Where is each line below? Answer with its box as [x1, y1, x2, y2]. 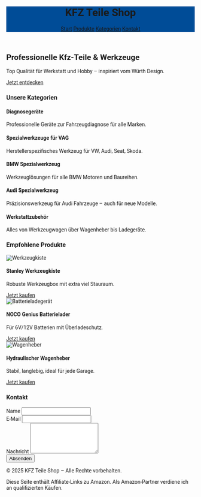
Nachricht [6, 448, 29, 455]
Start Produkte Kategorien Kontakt [60, 25, 141, 32]
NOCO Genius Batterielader [6, 311, 71, 318]
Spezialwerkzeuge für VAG [6, 135, 69, 141]
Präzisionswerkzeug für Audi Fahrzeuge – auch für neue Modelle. [6, 200, 157, 207]
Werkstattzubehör [6, 213, 49, 220]
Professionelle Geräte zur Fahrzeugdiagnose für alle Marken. [6, 121, 147, 128]
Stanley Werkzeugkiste [6, 267, 60, 275]
